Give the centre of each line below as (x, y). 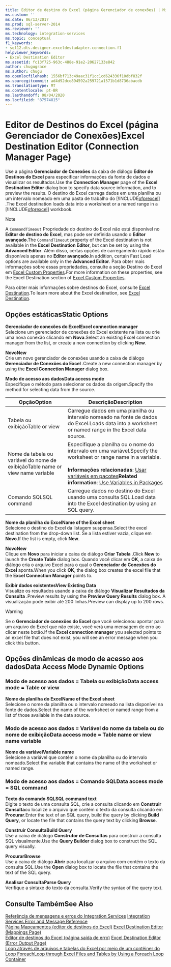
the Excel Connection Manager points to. (49, 576)
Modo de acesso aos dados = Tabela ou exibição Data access (82, 681)
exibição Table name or (35, 467)
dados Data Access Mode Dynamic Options (75, 667)
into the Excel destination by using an (112, 503)
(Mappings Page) (23, 932)
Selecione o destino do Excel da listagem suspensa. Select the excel (76, 528)
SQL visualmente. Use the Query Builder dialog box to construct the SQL (81, 841)
